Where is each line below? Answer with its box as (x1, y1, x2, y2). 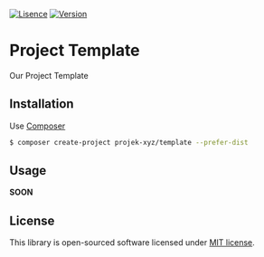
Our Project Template (9, 70, 89, 81)
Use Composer (9, 120, 66, 131)
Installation (9, 96, 74, 112)
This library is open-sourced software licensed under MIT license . (9, 237, 255, 248)
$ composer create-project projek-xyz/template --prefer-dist (9, 138, 249, 147)
